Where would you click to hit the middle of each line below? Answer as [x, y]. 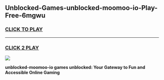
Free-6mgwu [25, 16]
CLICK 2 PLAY [22, 48]
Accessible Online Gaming [32, 72]
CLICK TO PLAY [24, 30]
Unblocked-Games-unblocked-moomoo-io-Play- [81, 8]
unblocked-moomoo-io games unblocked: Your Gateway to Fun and [75, 67]
